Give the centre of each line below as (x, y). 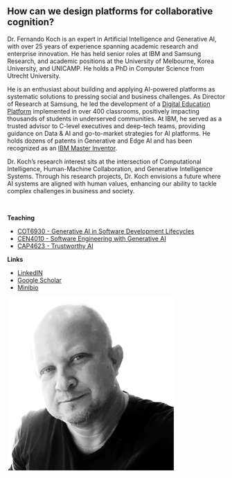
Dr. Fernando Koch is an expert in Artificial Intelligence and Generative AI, (112, 39)
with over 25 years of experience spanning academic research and (103, 46)
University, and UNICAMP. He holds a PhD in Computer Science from (106, 68)
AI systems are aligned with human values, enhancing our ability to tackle (112, 184)
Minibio (28, 287)
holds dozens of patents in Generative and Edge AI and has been (100, 141)
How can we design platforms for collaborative (110, 11)
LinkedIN (30, 272)
